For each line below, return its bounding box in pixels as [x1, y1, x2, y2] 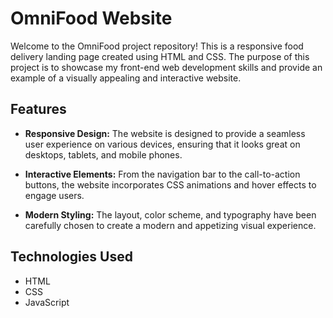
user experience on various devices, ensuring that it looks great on [24, 138, 301, 150]
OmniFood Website [10, 7, 173, 30]
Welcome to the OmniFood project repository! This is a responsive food [10, 40, 304, 52]
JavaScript [24, 296, 70, 308]
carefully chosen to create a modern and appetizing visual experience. [24, 219, 317, 231]
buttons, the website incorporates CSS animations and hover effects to [24, 178, 317, 191]
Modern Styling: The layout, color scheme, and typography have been [24, 208, 317, 221]
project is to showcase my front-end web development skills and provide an [10, 61, 323, 73]
